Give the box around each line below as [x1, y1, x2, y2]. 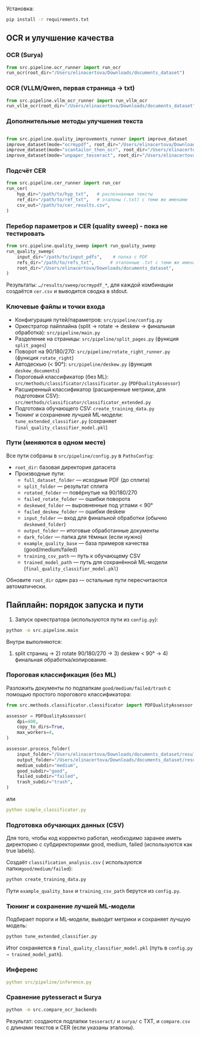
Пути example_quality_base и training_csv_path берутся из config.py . [6, 887, 181, 895]
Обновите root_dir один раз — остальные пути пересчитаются [6, 576, 168, 583]
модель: [6, 922, 27, 929]
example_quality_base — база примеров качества [23, 539, 149, 547]
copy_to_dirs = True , [17, 724, 65, 730]
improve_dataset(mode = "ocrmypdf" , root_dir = [6, 141, 118, 148]
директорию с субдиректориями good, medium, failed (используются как [6, 841, 193, 848]
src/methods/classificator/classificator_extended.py [14, 399, 151, 406]
